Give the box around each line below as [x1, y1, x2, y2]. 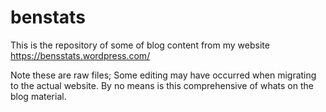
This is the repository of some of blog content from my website [10, 39, 270, 51]
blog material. [10, 90, 67, 102]
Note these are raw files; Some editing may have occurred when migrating [10, 69, 317, 81]
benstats [10, 6, 86, 29]
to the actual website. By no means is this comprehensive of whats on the [10, 79, 314, 91]
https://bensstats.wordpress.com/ [10, 49, 151, 61]
